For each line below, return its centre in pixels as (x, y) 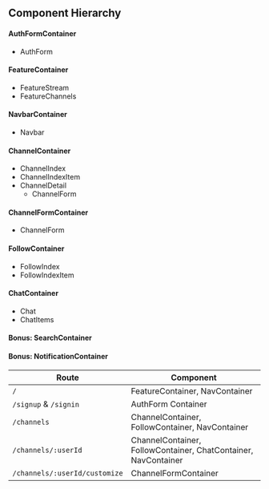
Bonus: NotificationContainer (58, 356)
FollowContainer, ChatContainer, (192, 450)
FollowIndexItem (47, 275)
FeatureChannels (48, 96)
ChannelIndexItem (50, 177)
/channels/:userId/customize (68, 473)
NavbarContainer (38, 115)
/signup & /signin (46, 404)
